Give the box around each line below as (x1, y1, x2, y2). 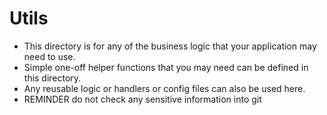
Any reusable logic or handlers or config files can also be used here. (23, 82, 306, 94)
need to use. (23, 50, 76, 62)
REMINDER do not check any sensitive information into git (23, 93, 262, 105)
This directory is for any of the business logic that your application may (23, 40, 317, 52)
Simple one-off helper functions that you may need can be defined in (23, 61, 309, 73)
